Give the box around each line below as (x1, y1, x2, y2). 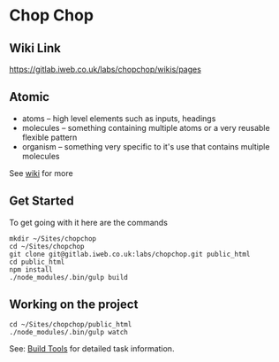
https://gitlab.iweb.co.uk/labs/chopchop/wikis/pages (9, 64, 201, 74)
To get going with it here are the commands (9, 217, 168, 227)
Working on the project (9, 297, 139, 312)
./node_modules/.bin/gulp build (9, 273, 128, 281)
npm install (9, 265, 53, 274)
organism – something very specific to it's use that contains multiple (21, 141, 270, 151)
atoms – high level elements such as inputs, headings (21, 112, 216, 124)
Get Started (9, 194, 74, 209)
